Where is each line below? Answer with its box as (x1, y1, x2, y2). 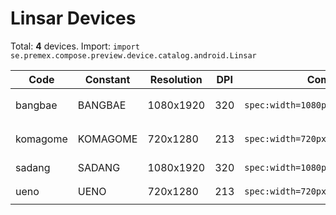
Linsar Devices (10, 7, 137, 30)
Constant (84, 72, 131, 86)
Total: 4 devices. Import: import (10, 40, 140, 52)
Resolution (149, 72, 203, 86)
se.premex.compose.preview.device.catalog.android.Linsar (10, 50, 257, 61)
